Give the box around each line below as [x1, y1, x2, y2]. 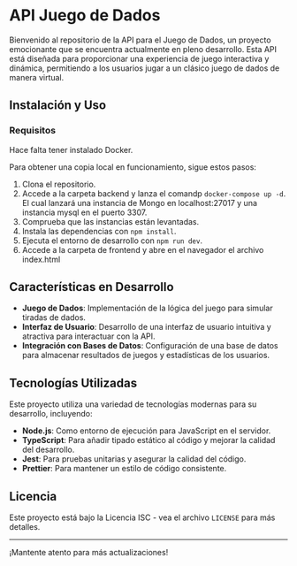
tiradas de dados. [21, 312, 87, 323]
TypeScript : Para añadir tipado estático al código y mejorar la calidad [21, 435, 276, 446]
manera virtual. [9, 72, 65, 82]
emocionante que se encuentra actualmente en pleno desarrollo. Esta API [9, 43, 277, 54]
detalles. [9, 522, 41, 532]
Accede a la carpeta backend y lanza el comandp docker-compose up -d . [21, 187, 286, 199]
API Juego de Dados [9, 5, 161, 26]
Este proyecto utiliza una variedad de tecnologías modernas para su [9, 399, 257, 409]
